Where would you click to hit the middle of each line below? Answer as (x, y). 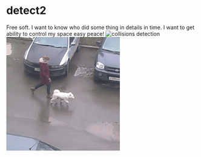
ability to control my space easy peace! (55, 33)
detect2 (26, 11)
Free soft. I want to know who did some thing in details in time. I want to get (100, 27)
